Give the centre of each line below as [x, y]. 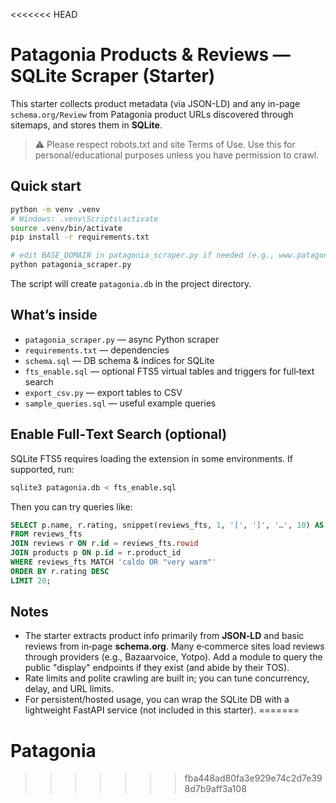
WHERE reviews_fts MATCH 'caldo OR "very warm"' [113, 562]
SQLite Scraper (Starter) [113, 76]
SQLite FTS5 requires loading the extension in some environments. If [151, 458]
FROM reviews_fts [46, 534]
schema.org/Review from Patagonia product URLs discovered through [152, 114]
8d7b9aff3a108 [215, 789]
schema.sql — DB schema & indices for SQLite [119, 360]
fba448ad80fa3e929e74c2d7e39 [253, 778]
